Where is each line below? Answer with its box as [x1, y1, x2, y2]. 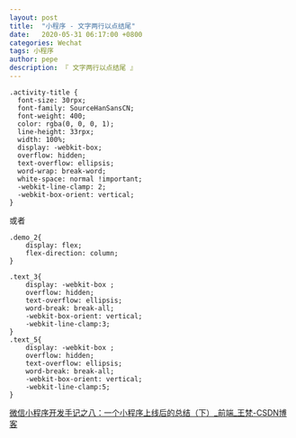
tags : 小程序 [9, 47, 54, 56]
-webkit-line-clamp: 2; [17, 182, 106, 192]
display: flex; [25, 240, 83, 250]
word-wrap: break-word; [17, 166, 106, 175]
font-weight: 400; [17, 112, 87, 121]
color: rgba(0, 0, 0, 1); [17, 119, 115, 129]
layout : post [9, 13, 58, 22]
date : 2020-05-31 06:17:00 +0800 [9, 30, 143, 39]
